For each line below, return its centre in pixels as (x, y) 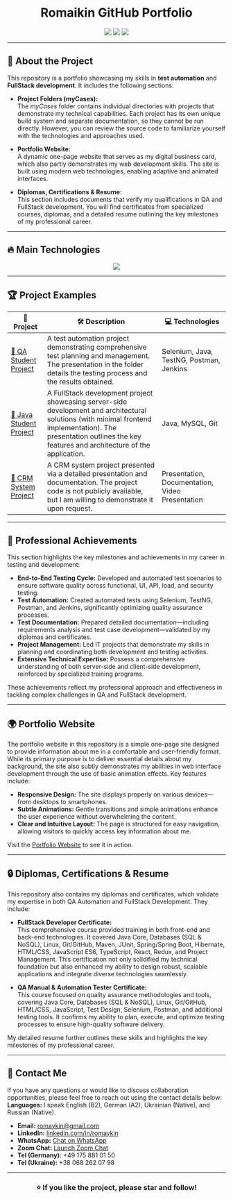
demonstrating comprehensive (97, 347)
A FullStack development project (100, 393)
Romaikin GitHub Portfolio (116, 13)
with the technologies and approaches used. (81, 135)
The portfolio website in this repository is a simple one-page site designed (113, 744)
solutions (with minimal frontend (100, 419)
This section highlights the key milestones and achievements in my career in (116, 557)
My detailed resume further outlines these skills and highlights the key (107, 1037)
